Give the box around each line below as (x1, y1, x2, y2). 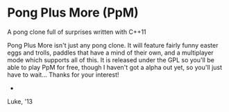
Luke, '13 (7, 97, 33, 105)
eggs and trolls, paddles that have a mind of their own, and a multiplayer (7, 48, 214, 57)
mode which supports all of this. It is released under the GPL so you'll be (7, 55, 215, 64)
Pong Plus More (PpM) (7, 5, 139, 21)
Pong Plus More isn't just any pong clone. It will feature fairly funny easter (7, 41, 219, 49)
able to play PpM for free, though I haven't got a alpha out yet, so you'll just (7, 63, 223, 71)
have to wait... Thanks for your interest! (7, 71, 119, 79)
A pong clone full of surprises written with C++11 (7, 28, 147, 36)
